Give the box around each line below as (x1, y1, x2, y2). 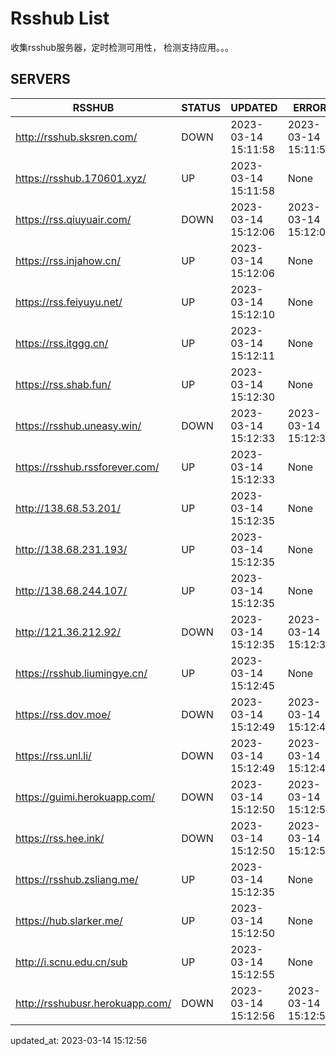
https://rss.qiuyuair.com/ (15, 212, 132, 226)
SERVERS (10, 71, 71, 88)
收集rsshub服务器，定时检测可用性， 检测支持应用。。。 (10, 41, 235, 53)
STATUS (181, 100, 222, 114)
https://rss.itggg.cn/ (15, 336, 109, 350)
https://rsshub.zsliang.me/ (15, 872, 139, 886)
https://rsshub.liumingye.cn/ (15, 666, 148, 680)
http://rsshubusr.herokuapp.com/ (15, 996, 172, 1010)
